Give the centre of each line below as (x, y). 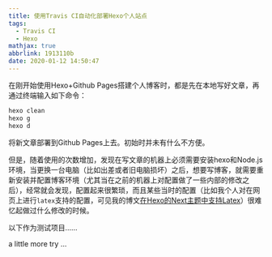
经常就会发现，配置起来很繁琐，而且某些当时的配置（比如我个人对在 (139, 190)
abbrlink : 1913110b (41, 54)
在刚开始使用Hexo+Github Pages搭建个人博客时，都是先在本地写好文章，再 (134, 85)
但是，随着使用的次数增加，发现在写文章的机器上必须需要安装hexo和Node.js (136, 160)
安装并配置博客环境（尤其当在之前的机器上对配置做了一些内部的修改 (129, 180)
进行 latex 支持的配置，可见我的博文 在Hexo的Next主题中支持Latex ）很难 (142, 200)
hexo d (19, 126)
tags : (17, 24)
